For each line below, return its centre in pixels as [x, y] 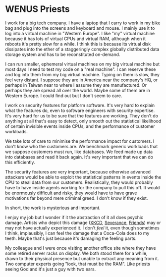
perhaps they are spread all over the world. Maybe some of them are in [78, 90]
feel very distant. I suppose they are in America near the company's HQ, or [81, 80]
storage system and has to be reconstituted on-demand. [63, 54]
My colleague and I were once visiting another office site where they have [81, 248]
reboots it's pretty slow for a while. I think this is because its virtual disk [78, 44]
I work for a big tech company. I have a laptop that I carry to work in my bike [83, 23]
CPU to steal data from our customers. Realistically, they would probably [79, 182]
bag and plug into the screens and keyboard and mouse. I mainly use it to [80, 28]
